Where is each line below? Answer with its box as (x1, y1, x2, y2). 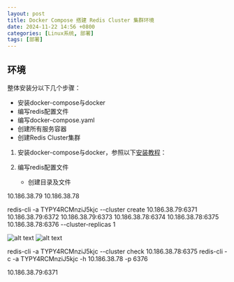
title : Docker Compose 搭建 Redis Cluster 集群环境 (7, 17, 155, 24)
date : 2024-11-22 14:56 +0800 (7, 23, 96, 30)
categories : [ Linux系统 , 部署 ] (7, 29, 94, 37)
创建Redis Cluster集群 (17, 133, 81, 142)
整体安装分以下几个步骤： (7, 83, 81, 91)
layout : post (7, 10, 45, 17)
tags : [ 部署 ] (7, 36, 43, 43)
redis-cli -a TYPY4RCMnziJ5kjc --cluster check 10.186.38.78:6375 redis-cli (7, 247, 224, 255)
